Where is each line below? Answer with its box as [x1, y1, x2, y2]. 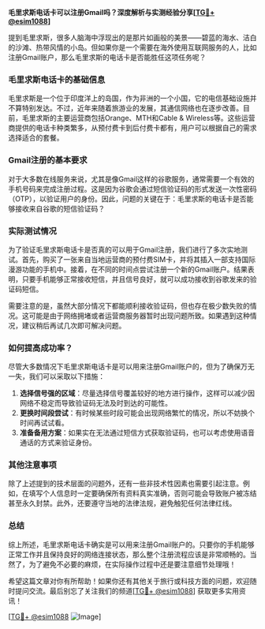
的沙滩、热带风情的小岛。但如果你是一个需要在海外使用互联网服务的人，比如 [8, 43, 257, 52]
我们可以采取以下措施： [28, 372, 105, 381]
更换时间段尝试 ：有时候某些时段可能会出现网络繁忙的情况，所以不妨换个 [19, 408, 255, 417]
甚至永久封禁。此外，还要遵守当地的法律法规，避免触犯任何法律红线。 [8, 499, 237, 508]
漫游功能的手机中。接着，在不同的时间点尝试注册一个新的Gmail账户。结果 [8, 264, 248, 274]
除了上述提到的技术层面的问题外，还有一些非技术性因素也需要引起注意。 [8, 479, 243, 489]
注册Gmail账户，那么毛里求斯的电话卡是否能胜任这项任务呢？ [8, 53, 207, 62]
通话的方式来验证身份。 [19, 438, 96, 447]
